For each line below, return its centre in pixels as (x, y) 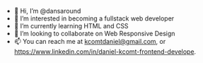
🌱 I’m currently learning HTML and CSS (71, 26)
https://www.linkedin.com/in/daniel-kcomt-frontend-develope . (105, 52)
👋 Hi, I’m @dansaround (47, 11)
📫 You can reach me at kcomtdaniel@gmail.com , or (90, 41)
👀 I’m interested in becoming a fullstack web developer (94, 18)
